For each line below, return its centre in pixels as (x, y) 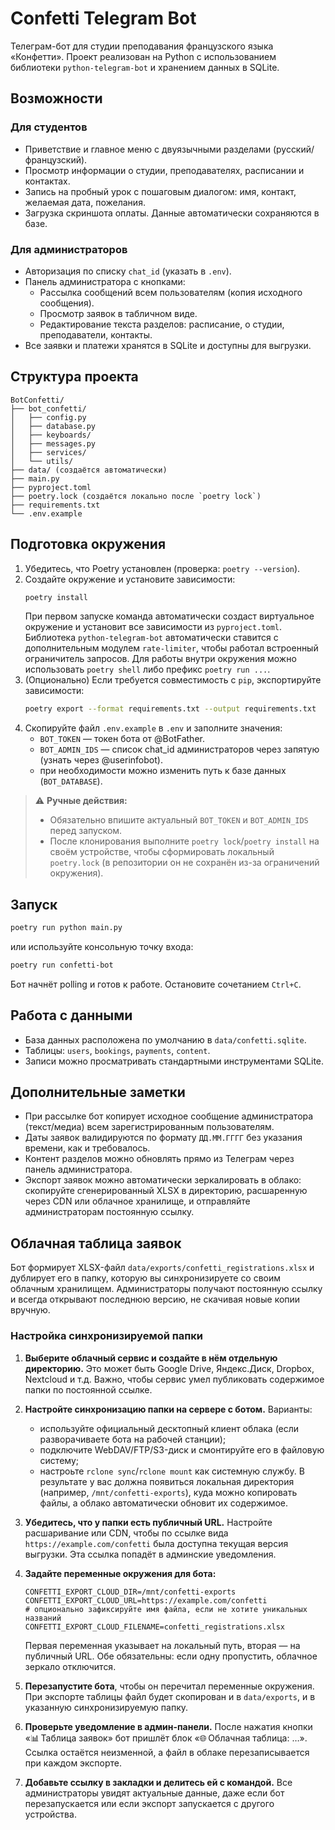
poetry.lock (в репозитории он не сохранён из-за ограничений (184, 863)
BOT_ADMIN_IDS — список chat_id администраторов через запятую (179, 749)
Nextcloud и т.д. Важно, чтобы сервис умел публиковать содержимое (174, 1379)
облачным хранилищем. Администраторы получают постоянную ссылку (166, 1289)
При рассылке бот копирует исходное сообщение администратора (169, 1116)
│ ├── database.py (53, 426)
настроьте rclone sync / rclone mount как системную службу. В (172, 1471)
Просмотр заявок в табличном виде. (118, 313)
